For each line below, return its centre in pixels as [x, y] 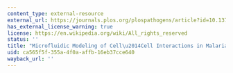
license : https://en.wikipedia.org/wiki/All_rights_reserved [97, 33]
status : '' [23, 40]
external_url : [28, 20]
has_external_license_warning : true [60, 26]
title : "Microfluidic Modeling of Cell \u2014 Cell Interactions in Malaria [118, 46]
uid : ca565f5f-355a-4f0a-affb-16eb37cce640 [71, 53]
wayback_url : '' [31, 59]
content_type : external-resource [55, 14]
